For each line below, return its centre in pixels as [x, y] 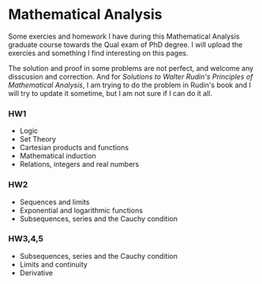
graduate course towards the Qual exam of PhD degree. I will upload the [125, 44]
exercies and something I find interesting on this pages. [98, 53]
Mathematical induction [58, 156]
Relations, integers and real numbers [79, 164]
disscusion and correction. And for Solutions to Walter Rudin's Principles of [131, 76]
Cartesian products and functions [74, 148]
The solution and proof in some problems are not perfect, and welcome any [131, 68]
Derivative [36, 272]
